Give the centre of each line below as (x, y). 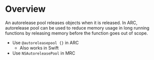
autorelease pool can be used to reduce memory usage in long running (77, 28)
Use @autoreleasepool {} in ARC (45, 42)
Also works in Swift (39, 48)
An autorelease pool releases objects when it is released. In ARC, (71, 23)
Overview (25, 9)
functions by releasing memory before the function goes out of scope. (77, 33)
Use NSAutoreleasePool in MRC (44, 53)
